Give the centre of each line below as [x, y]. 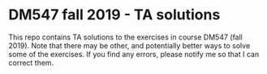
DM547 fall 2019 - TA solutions [114, 15]
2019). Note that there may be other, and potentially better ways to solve [129, 45]
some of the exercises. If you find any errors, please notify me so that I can [134, 54]
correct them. [31, 63]
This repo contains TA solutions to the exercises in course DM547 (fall [126, 37]
